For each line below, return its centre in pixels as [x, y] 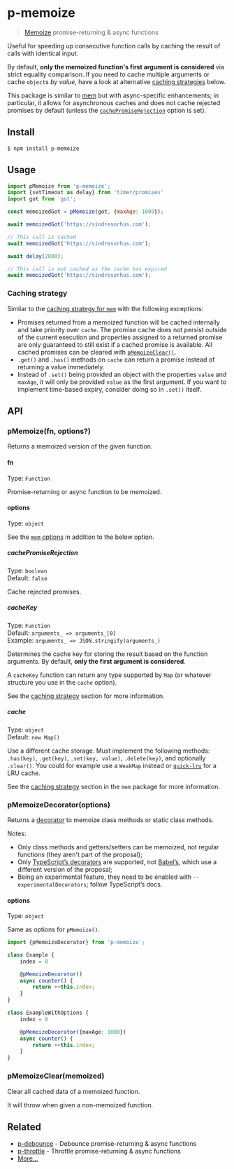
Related [24, 1127]
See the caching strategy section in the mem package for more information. [114, 786]
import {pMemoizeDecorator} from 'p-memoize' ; [76, 943]
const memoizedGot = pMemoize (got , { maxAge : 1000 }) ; [86, 212]
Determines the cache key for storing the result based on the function [108, 654]
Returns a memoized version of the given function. [80, 446]
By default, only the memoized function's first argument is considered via [116, 67]
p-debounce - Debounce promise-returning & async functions [107, 1144]
